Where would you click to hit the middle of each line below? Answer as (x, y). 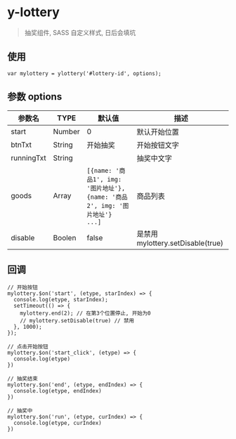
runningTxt (29, 157)
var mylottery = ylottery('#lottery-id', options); (84, 73)
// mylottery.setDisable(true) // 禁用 (77, 321)
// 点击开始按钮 (28, 347)
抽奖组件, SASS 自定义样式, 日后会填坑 (80, 32)
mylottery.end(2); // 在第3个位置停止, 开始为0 (85, 313)
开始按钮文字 (158, 145)
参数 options (35, 97)
